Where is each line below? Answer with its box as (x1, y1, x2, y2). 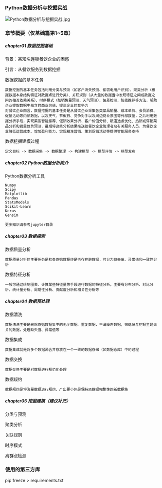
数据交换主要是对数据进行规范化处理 (5, 367, 67, 372)
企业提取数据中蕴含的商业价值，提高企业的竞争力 (5, 103, 89, 108)
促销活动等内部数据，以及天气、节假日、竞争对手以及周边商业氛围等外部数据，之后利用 (5, 113, 154, 118)
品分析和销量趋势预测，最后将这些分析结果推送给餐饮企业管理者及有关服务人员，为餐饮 (5, 124, 154, 129)
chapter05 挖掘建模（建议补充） (5, 398, 71, 404)
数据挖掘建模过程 (5, 138, 39, 144)
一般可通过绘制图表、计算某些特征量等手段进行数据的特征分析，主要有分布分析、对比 (5, 282, 150, 287)
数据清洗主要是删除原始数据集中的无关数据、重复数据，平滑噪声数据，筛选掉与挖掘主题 (5, 322, 154, 327)
